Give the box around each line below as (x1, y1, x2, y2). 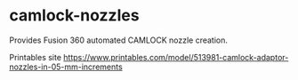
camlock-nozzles (9, 5, 140, 26)
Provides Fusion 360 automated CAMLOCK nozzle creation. (9, 35, 229, 45)
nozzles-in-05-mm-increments (9, 61, 123, 72)
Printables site (9, 52, 62, 62)
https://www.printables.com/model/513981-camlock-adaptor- (63, 52, 289, 62)
